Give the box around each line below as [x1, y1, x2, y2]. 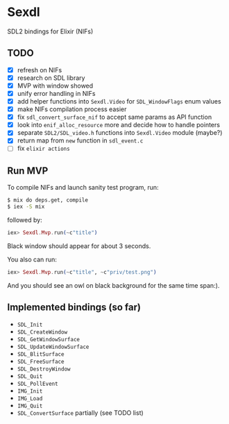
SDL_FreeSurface [17, 358, 65, 365]
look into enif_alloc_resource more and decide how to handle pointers [17, 121, 221, 129]
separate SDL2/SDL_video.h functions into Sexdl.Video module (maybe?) [17, 129, 223, 137]
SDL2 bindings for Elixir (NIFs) [7, 27, 94, 35]
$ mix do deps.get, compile [7, 197, 89, 204]
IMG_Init [17, 387, 43, 395]
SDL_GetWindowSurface [17, 336, 80, 343]
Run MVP [7, 165, 49, 177]
